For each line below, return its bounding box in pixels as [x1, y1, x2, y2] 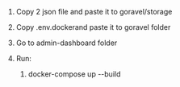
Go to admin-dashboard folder [15, 38, 118, 48]
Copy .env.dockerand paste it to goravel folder [15, 23, 171, 31]
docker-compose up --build [27, 69, 121, 79]
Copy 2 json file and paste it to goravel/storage [15, 7, 173, 16]
